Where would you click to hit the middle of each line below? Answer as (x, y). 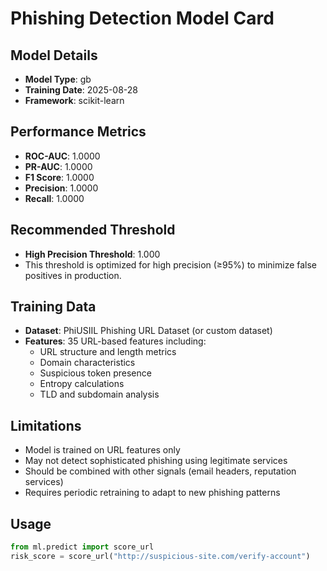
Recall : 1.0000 (54, 198)
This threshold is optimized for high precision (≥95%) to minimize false (171, 264)
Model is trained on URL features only (102, 450)
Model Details (54, 55)
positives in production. (73, 275)
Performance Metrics (78, 132)
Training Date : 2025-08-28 (81, 90)
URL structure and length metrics (108, 352)
